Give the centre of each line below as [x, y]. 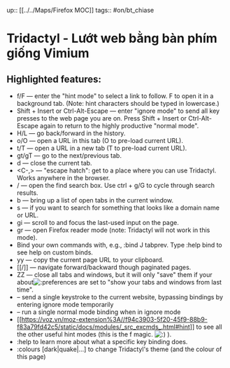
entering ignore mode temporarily [65, 305]
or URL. [28, 215]
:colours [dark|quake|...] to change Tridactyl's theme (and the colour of [119, 349]
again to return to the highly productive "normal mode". [120, 126]
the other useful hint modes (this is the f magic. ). [94, 334]
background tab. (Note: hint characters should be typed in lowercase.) [118, 103]
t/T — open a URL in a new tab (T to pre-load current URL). [102, 148]
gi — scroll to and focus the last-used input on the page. [98, 223]
